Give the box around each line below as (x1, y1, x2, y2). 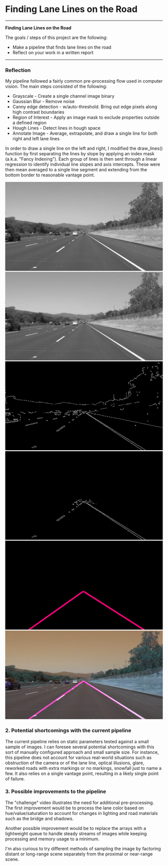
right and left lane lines (12, 136, 60, 142)
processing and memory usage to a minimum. (5, 835, 100, 842)
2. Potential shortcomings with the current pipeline (5, 727, 131, 734)
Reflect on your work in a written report (12, 49, 94, 56)
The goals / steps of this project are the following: (5, 34, 107, 41)
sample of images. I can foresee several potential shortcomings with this (5, 744, 154, 750)
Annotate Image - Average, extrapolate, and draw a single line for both (12, 130, 157, 136)
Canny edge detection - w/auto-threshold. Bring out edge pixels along (12, 104, 157, 110)
